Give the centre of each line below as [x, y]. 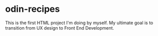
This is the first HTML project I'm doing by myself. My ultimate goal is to [79, 23]
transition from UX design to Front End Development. [59, 28]
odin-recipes [32, 9]
